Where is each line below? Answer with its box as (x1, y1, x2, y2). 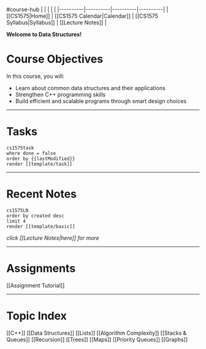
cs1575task (6, 145, 34, 151)
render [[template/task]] (6, 161, 72, 167)
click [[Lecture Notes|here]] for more (6, 234, 99, 242)
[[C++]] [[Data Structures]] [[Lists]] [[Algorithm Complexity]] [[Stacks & (6, 329, 187, 337)
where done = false (6, 150, 56, 156)
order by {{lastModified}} (6, 155, 75, 162)
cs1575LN (6, 207, 29, 213)
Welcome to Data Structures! (6, 31, 82, 38)
